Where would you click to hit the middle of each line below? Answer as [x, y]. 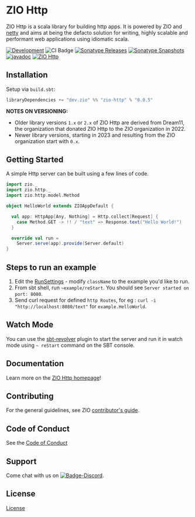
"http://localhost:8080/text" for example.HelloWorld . [81, 306]
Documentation [35, 364]
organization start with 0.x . [47, 141]
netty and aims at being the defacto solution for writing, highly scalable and [97, 32]
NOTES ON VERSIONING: [37, 111]
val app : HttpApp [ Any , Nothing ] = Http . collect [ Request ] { [85, 217]
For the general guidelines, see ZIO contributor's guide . [73, 410]
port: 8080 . [28, 294]
